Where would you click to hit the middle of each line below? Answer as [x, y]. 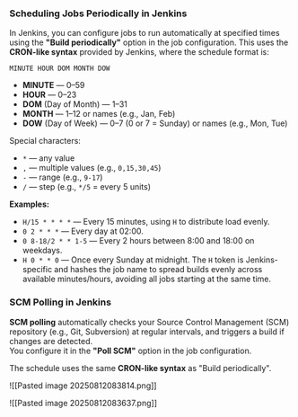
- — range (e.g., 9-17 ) [62, 177]
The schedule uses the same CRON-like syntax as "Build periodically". [140, 368]
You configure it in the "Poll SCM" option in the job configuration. [131, 350]
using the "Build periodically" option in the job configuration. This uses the [149, 42]
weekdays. [42, 251]
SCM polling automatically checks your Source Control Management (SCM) [149, 322]
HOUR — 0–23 [49, 95]
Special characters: [45, 141]
